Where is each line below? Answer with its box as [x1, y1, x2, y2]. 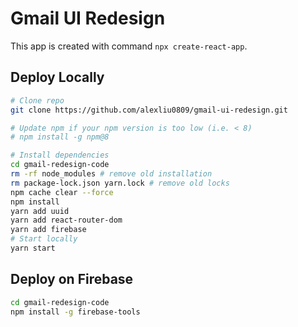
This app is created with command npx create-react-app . [10, 40, 248, 52]
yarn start [10, 243, 56, 253]
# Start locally [10, 234, 78, 244]
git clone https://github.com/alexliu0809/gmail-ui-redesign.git [10, 105, 288, 115]
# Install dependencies [10, 150, 110, 161]
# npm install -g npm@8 [10, 132, 110, 142]
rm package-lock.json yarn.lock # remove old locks [10, 178, 230, 188]
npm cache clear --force [10, 187, 114, 197]
